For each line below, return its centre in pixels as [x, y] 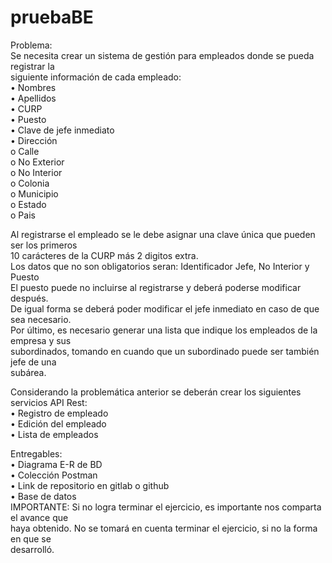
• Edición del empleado [58, 423]
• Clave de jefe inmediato [62, 130]
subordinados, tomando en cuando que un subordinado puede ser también [165, 351]
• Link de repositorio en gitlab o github [90, 485]
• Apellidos [33, 98]
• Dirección [34, 140]
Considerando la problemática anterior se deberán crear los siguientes [156, 392]
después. [29, 298]
